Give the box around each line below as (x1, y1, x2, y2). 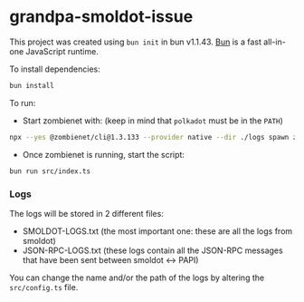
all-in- (263, 36, 287, 47)
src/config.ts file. (9, 281, 79, 292)
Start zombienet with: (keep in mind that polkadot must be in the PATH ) (22, 115, 283, 126)
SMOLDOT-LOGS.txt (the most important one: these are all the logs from (22, 225, 293, 237)
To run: (9, 97, 36, 108)
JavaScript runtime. (25, 45, 100, 56)
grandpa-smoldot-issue (9, 6, 194, 27)
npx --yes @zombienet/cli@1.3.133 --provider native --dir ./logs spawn (9, 132, 290, 141)
